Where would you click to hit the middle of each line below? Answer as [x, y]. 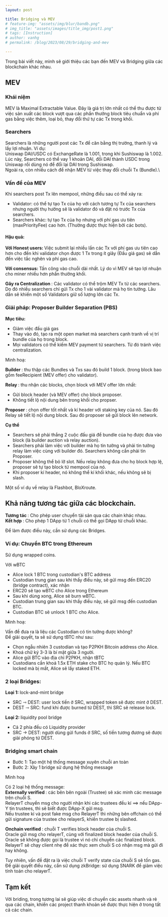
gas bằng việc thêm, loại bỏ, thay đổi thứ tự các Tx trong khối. [69, 119]
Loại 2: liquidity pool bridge [33, 717]
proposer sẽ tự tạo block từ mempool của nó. [59, 467]
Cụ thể [12, 425]
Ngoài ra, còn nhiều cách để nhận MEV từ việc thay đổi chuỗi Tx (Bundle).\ [82, 169]
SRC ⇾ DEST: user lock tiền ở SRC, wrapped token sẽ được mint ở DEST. [88, 702]
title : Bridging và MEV [30, 19]
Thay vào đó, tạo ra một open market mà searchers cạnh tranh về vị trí [86, 334]
